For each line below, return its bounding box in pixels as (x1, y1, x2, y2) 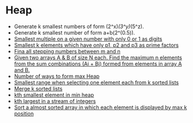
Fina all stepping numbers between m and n (14, 47, 121, 54)
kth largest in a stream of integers (14, 97, 96, 104)
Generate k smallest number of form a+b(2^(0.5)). (14, 29, 135, 36)
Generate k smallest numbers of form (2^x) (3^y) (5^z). (14, 23, 145, 30)
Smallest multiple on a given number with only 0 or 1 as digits (14, 35, 162, 42)
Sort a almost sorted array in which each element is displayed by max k (14, 104, 187, 111)
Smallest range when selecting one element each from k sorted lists (14, 78, 179, 86)
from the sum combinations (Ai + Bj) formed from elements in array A (14, 60, 182, 67)
